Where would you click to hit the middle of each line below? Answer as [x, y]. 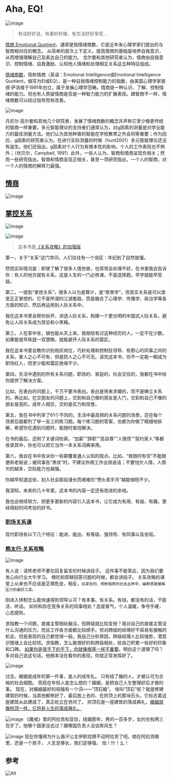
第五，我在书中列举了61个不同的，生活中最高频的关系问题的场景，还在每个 [84, 415]
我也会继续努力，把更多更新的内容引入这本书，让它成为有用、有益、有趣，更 [86, 501]
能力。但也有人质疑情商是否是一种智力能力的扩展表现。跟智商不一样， [88, 94]
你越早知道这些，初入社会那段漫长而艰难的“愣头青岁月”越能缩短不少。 [79, 480]
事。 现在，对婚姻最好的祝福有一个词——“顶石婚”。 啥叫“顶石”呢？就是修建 [84, 689]
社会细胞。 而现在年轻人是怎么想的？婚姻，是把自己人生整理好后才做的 [89, 683]
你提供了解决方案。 [26, 380]
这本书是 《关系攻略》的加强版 [49, 247]
